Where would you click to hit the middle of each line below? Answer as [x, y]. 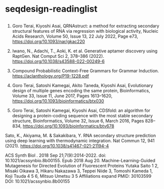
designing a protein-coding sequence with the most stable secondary [82, 115]
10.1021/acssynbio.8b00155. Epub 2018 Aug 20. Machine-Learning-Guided [80, 160]
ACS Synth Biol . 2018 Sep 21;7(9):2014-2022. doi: [56, 155]
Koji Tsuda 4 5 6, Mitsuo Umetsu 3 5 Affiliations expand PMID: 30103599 [78, 176]
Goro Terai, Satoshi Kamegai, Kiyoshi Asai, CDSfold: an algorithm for [81, 110]
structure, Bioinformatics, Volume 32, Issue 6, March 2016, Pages [78, 121]
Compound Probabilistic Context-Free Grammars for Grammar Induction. [85, 71]
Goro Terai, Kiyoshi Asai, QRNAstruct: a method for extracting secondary [86, 26]
